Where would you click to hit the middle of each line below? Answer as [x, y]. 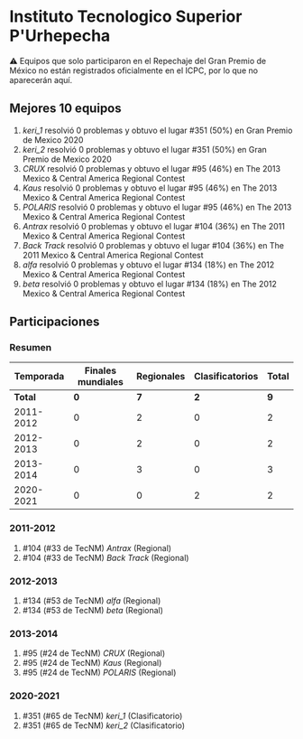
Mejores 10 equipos [65, 109]
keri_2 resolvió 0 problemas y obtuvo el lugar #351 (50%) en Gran [145, 149]
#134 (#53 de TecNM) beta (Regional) [93, 611]
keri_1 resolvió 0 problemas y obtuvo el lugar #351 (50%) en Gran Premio [157, 130]
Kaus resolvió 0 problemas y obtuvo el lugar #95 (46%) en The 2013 [150, 188]
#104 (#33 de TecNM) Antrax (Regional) [97, 547]
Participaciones [55, 322]
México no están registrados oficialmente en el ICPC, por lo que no [134, 70]
